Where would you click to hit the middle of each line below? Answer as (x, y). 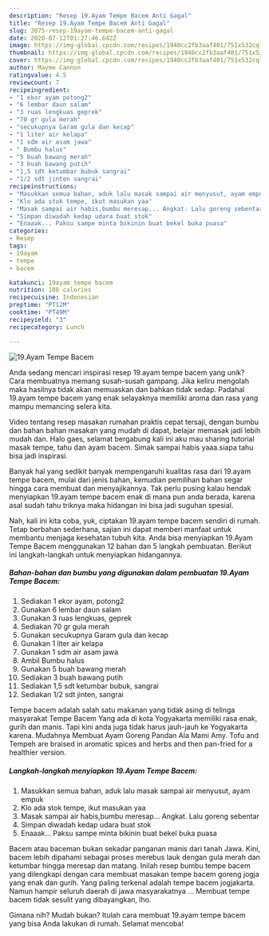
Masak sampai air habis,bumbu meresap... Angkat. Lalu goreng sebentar (140, 816)
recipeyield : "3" (38, 319)
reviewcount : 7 (34, 82)
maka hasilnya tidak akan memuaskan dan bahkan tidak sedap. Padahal (127, 389)
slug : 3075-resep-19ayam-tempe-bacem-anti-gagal (91, 30)
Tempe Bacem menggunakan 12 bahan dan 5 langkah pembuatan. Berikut (131, 546)
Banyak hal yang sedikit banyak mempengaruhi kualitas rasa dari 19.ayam (130, 471)
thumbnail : (27, 53)
